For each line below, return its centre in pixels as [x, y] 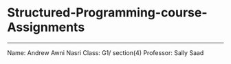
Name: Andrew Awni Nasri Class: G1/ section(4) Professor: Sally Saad [106, 52]
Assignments [46, 27]
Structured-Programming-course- [107, 13]
